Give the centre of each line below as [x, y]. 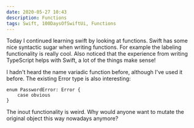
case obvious [34, 96]
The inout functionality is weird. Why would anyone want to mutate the [95, 112]
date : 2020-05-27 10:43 [37, 12]
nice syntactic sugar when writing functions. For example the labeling [94, 47]
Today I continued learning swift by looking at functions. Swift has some [97, 41]
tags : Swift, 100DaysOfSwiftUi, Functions [61, 23]
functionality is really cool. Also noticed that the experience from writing [97, 54]
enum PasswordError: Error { [43, 90]
